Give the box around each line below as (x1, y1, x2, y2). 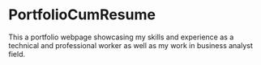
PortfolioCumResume (8, 6, 156, 24)
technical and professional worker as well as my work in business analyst (8, 40, 254, 50)
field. (8, 49, 26, 59)
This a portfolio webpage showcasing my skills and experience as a (8, 32, 234, 42)
